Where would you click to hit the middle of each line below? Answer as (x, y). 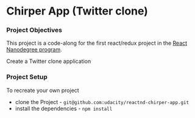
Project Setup (27, 77)
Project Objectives (34, 30)
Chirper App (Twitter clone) (77, 11)
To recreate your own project (43, 90)
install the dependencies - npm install (64, 108)
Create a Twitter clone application (49, 61)
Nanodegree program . (34, 50)
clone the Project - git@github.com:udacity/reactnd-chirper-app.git (102, 102)
